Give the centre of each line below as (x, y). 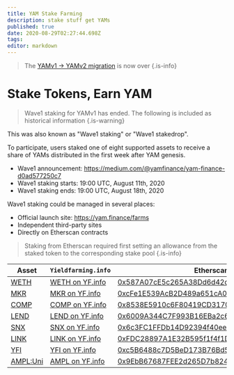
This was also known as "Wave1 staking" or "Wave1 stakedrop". (98, 134)
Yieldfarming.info (80, 270)
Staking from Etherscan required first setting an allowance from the (121, 246)
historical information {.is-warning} (75, 120)
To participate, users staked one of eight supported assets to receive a (109, 147)
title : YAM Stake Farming (45, 14)
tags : (15, 40)
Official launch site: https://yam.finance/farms (83, 217)
